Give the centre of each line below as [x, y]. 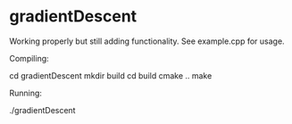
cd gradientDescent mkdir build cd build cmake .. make [111, 75]
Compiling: [29, 58]
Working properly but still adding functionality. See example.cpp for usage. [147, 41]
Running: [26, 93]
